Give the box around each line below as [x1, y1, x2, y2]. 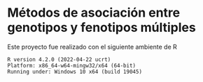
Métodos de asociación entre [7, 5, 181, 21]
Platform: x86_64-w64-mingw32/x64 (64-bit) [7, 62, 136, 69]
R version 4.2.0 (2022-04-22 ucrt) [7, 56, 111, 63]
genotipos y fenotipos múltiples [7, 19, 196, 35]
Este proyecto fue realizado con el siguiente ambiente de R [7, 42, 177, 51]
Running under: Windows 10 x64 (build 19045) [7, 68, 142, 75]
